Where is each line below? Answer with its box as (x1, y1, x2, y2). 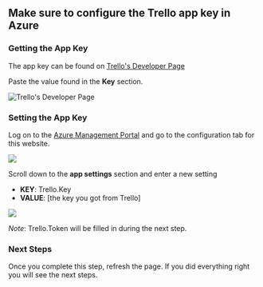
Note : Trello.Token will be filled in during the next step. (8, 223, 187, 233)
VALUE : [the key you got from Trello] (19, 193, 141, 202)
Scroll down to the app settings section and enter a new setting (8, 169, 218, 178)
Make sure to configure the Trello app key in (8, 6, 231, 20)
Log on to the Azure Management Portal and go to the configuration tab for (8, 130, 255, 139)
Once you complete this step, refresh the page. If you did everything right (8, 261, 250, 271)
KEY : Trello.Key (19, 184, 72, 194)
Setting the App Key (8, 112, 88, 123)
